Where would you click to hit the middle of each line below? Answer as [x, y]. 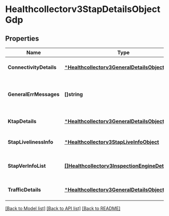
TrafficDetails [24, 190]
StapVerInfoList [27, 166]
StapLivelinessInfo [31, 142]
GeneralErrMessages [34, 94]
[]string [74, 94]
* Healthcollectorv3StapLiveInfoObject [112, 142]
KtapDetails [22, 121]
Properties [22, 38]
